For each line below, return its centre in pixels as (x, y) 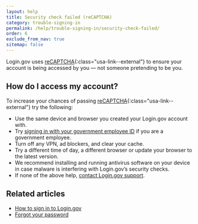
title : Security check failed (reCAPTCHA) (59, 17)
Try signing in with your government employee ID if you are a (89, 131)
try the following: (52, 107)
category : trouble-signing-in (43, 23)
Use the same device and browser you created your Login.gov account (101, 119)
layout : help (22, 12)
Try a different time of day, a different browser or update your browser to (103, 150)
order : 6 (17, 34)
